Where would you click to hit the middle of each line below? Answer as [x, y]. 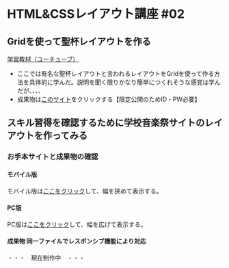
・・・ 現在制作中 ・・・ [46, 258]
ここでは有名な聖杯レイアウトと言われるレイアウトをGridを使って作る [116, 73]
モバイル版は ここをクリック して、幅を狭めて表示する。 [85, 191]
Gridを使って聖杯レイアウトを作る [79, 41]
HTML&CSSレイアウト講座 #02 [96, 14]
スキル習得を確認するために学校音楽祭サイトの [106, 123]
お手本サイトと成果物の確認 [53, 157]
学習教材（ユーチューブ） [43, 59]
